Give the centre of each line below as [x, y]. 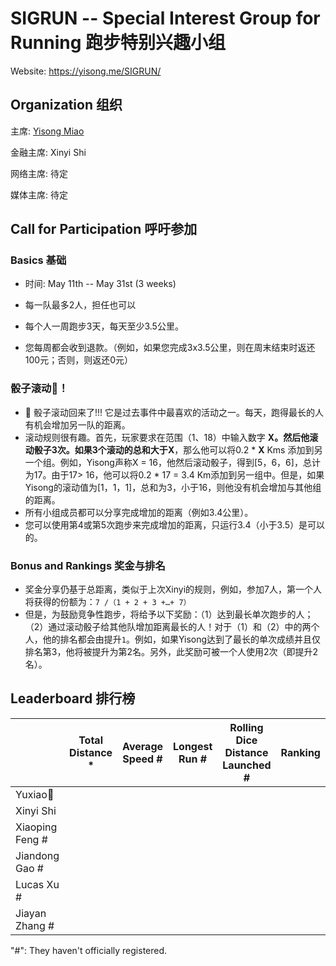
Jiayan [31, 913]
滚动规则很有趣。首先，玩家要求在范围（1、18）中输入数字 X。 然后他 [167, 437]
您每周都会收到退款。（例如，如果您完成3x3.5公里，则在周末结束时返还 [170, 348]
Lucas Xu [37, 884]
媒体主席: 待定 [39, 194]
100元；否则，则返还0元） [78, 360]
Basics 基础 [38, 260]
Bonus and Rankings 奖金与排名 [88, 565]
